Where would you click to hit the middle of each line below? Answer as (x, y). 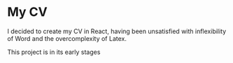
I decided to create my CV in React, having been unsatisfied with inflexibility (117, 31)
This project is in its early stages (54, 52)
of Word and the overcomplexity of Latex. (67, 38)
